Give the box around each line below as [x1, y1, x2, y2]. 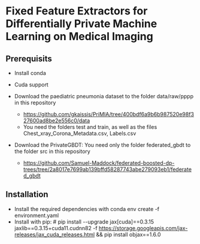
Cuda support [14, 81, 49, 88]
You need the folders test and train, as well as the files [23, 123, 157, 130]
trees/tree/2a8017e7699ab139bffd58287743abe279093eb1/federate [23, 166, 192, 173]
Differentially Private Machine [5, 17, 157, 31]
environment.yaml [14, 212, 59, 219]
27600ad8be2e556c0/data [23, 117, 90, 124]
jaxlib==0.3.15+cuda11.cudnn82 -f [14, 224, 98, 231]
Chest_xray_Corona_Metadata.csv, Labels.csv [23, 130, 137, 137]
